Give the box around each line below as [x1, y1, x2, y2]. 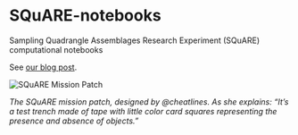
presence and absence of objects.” [9, 115, 139, 126]
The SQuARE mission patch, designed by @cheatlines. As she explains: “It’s [9, 96, 289, 107]
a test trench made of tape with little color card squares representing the [9, 105, 277, 116]
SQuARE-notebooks [9, 5, 162, 26]
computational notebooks [9, 44, 103, 55]
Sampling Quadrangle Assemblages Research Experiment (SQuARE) [9, 35, 261, 46]
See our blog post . [9, 62, 78, 72]
